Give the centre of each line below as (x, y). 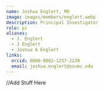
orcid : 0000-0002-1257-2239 (46, 60)
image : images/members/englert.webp (51, 17)
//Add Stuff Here (26, 83)
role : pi (17, 28)
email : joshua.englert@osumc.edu (52, 66)
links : (14, 55)
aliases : (17, 33)
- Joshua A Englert (35, 50)
